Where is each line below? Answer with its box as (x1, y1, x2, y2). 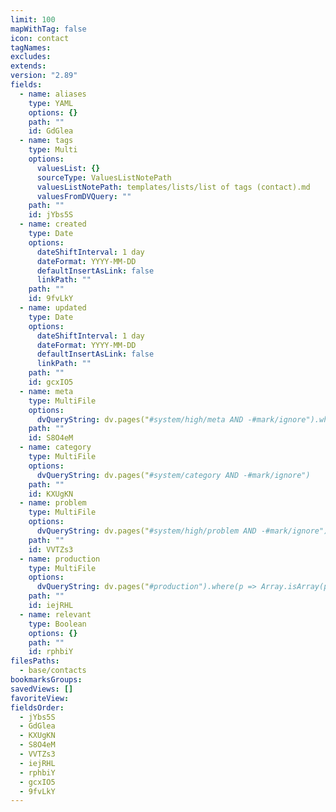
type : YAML (28, 98, 74, 108)
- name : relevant (19, 609, 92, 620)
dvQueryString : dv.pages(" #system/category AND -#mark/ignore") (36, 470, 311, 480)
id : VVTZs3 (28, 544, 74, 555)
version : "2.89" (10, 71, 78, 81)
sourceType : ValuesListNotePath (36, 172, 172, 183)
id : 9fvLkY (28, 294, 74, 304)
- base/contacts (19, 666, 87, 676)
